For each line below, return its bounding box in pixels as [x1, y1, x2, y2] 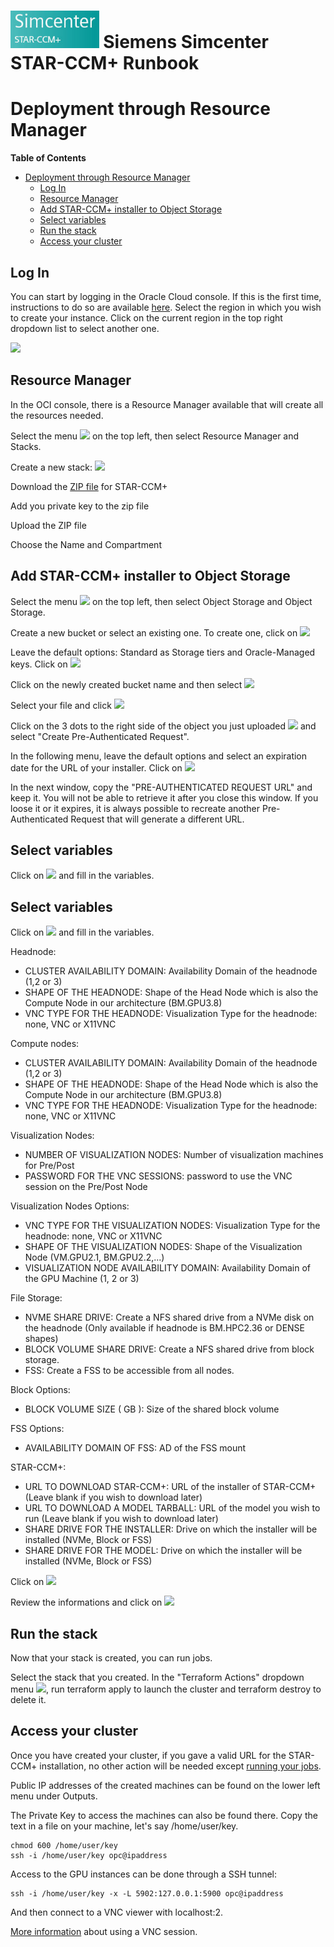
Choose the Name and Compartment [10, 538, 162, 550]
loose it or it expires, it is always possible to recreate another [10, 802, 261, 814]
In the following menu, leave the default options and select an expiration [10, 750, 308, 762]
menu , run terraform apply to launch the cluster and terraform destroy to [10, 1683, 322, 1695]
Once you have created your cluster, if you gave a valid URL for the [10, 1749, 287, 1761]
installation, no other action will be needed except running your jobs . [39, 1760, 322, 1772]
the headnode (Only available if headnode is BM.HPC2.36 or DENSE [24, 1322, 305, 1334]
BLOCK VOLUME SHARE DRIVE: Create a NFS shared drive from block [24, 1343, 315, 1355]
